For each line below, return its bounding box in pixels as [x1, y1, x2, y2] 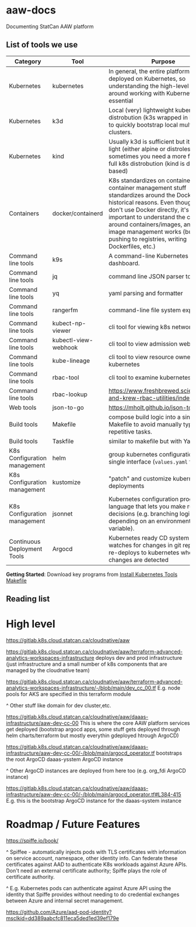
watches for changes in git [108, 541, 181, 549]
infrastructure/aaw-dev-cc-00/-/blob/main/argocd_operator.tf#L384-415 [6, 791, 181, 798]
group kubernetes [108, 450, 158, 458]
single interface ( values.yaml [108, 458, 188, 466]
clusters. [108, 128, 132, 136]
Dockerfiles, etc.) [108, 242, 156, 250]
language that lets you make [108, 502, 186, 510]
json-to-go [52, 403, 85, 411]
